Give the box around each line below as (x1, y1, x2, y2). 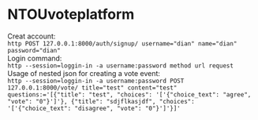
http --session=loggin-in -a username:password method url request (7, 61, 234, 70)
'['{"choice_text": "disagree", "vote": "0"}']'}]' (7, 104, 181, 112)
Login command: (7, 53, 62, 63)
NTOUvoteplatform (7, 5, 135, 24)
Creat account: (7, 31, 56, 41)
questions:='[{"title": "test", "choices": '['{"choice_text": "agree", (7, 90, 252, 99)
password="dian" (7, 46, 61, 54)
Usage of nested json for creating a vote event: (7, 68, 161, 78)
